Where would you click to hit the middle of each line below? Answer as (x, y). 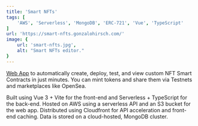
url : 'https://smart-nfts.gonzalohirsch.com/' (65, 34)
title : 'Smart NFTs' (32, 12)
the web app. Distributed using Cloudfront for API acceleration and (88, 110)
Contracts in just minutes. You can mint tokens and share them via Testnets (99, 79)
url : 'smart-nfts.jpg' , (47, 45)
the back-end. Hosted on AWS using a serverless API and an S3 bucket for (98, 104)
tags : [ (16, 17)
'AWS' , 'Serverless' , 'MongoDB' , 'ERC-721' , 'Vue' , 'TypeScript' (100, 23)
